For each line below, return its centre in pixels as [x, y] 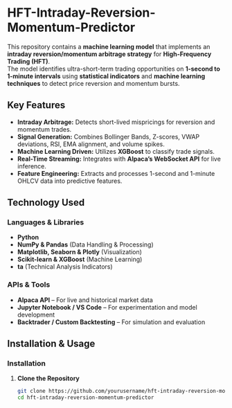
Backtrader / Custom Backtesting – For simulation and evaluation [111, 322]
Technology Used [46, 203]
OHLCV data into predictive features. [70, 181]
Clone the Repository [48, 378]
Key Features [36, 105]
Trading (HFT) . [29, 61]
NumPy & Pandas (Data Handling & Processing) [85, 245]
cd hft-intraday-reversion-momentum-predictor [86, 398]
